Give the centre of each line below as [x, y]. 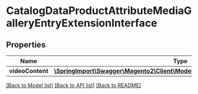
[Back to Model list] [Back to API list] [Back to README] [74, 85]
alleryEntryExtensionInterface [82, 23]
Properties [26, 45]
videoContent [29, 71]
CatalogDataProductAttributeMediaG [99, 11]
